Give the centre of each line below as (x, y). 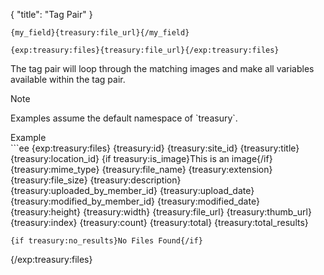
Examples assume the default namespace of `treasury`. (124, 118)
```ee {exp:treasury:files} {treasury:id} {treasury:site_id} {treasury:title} (155, 148)
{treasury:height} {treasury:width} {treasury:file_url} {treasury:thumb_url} (161, 212)
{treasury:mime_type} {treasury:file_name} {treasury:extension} (141, 169)
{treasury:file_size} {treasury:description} (96, 180)
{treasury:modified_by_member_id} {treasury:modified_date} (135, 201)
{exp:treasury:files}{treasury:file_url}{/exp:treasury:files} (145, 50)
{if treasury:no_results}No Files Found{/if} (106, 241)
